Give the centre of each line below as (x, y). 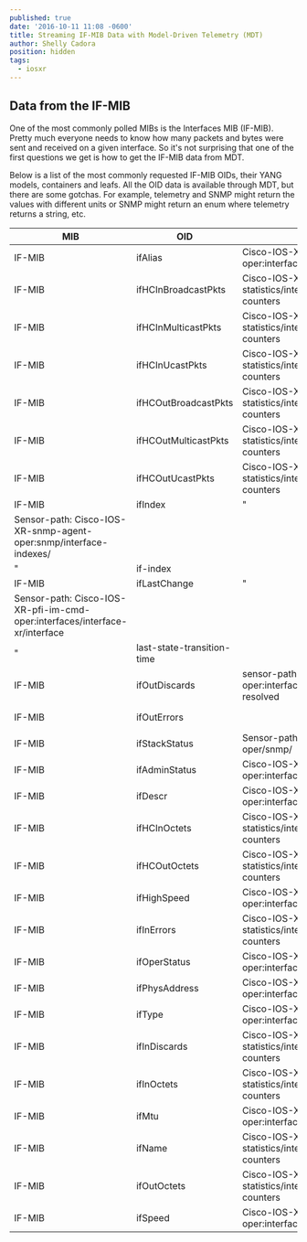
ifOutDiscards (165, 685)
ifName (152, 1148)
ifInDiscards (162, 1046)
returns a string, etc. (48, 214)
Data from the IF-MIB (70, 106)
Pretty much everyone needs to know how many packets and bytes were (147, 137)
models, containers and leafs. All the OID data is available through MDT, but (152, 185)
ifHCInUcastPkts (171, 365)
